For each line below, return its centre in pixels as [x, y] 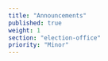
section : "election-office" [55, 38]
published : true [35, 23]
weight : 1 [25, 30]
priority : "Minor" [39, 45]
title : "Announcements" [48, 15]
